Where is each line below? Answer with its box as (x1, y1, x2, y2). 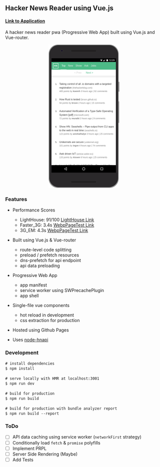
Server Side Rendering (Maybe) (12, 451, 78, 457)
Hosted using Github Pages (12, 327, 69, 333)
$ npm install (5, 366, 35, 371)
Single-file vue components (12, 302, 70, 308)
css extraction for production (19, 317, 80, 323)
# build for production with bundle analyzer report (5, 406, 117, 411)
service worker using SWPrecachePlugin (19, 287, 104, 293)
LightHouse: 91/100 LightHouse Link (19, 216, 94, 222)
